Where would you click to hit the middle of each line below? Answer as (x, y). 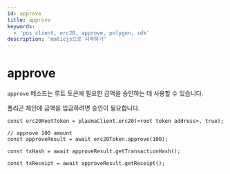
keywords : (21, 26)
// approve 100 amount (40, 133)
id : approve (24, 13)
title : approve (29, 20)
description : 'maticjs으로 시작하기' (57, 39)
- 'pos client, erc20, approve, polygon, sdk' (82, 33)
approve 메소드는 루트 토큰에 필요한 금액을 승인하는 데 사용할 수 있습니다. (105, 93)
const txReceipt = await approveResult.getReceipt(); (86, 164)
